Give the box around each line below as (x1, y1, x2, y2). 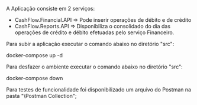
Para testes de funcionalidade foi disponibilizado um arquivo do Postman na (6, 86, 191, 93)
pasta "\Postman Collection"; (6, 93, 77, 99)
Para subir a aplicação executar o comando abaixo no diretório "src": (6, 41, 175, 47)
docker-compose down (6, 75, 63, 81)
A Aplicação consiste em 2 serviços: (6, 5, 95, 12)
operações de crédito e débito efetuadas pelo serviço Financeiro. (14, 29, 175, 36)
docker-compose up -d (6, 52, 63, 58)
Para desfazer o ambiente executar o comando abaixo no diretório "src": (6, 63, 183, 70)
